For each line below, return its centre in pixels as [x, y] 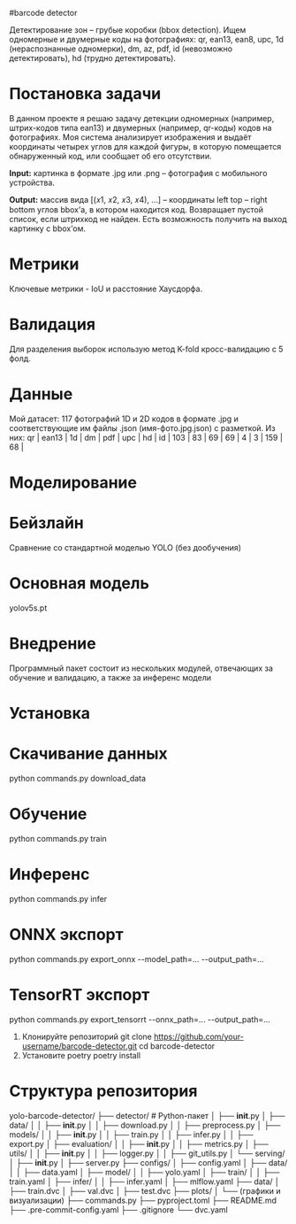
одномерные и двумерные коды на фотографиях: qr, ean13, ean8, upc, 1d [147, 39]
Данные [41, 394]
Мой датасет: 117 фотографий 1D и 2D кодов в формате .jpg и [124, 419]
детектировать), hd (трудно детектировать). [93, 58]
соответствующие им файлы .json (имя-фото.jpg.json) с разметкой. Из [142, 427]
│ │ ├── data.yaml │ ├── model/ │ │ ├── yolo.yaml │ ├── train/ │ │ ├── [144, 1172]
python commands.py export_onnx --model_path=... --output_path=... [137, 958]
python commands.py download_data [78, 778]
